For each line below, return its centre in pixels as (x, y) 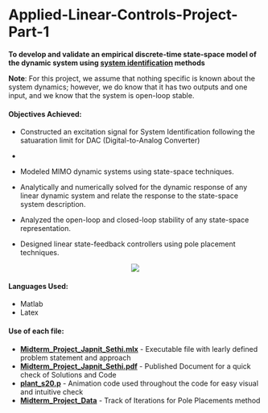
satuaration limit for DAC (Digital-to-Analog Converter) (110, 140)
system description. (53, 204)
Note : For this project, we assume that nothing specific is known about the (132, 78)
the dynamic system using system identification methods (107, 63)
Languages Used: (38, 286)
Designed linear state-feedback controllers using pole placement (128, 244)
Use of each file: (36, 331)
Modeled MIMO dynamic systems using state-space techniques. (127, 171)
